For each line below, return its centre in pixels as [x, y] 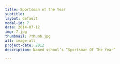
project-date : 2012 [25, 45]
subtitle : [15, 14]
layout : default [21, 18]
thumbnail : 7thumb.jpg [28, 37]
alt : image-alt [20, 41]
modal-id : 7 [17, 23]
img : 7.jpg [16, 32]
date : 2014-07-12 [22, 27]
